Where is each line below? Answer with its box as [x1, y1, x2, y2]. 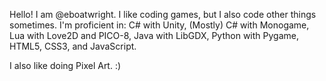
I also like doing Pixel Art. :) [9, 60, 122, 71]
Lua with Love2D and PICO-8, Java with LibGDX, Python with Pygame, [9, 30, 299, 41]
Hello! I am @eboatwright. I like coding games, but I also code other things [9, 9, 317, 20]
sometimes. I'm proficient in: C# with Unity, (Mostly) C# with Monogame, [9, 19, 310, 31]
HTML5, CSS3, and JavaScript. [9, 40, 137, 52]
